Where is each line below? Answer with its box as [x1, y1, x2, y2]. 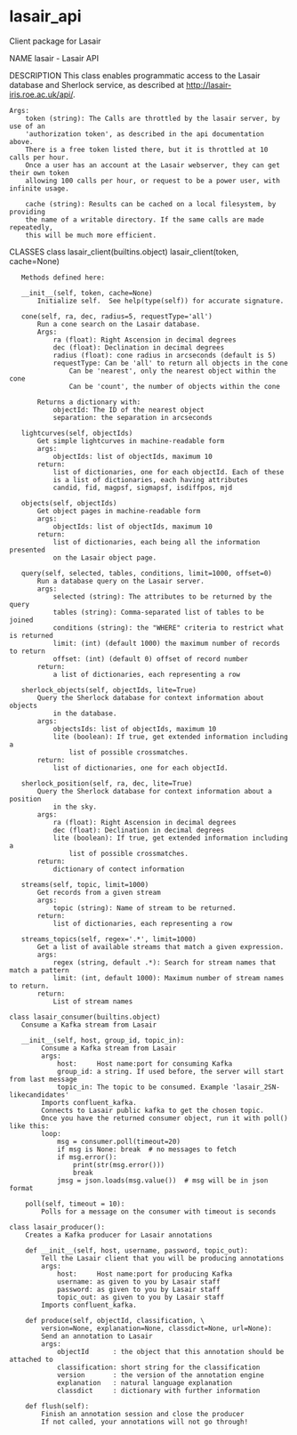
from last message [9, 1075, 77, 1084]
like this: [9, 1121, 50, 1131]
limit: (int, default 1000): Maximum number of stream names [52, 973, 285, 982]
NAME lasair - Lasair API [9, 52, 100, 63]
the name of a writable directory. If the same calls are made [25, 215, 265, 224]
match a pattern [9, 965, 69, 975]
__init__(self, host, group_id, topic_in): [20, 1036, 185, 1044]
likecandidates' [9, 1090, 69, 1100]
